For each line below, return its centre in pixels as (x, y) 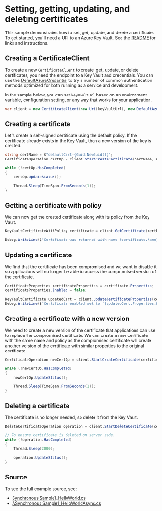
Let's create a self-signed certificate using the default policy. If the (71, 136)
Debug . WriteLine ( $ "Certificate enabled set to (53, 303)
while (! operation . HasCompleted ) (39, 440)
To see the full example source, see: (41, 489)
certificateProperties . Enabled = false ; (46, 290)
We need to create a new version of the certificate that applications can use (80, 330)
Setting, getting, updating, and (67, 9)
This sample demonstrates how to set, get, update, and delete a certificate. (80, 32)
